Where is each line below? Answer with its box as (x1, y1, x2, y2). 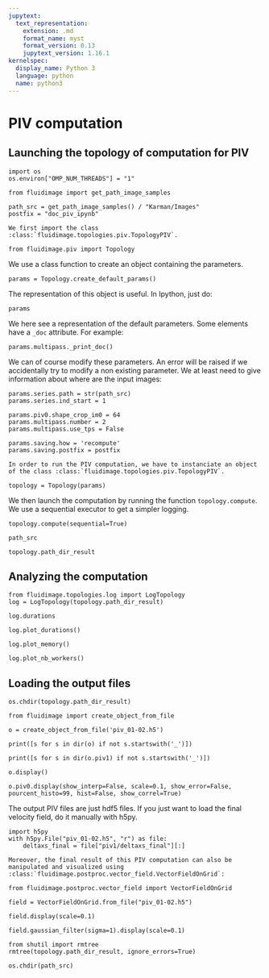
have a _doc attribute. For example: (8, 327, 124, 337)
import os (8, 167, 42, 176)
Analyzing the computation (8, 569, 148, 583)
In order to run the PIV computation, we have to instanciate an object (8, 460, 258, 468)
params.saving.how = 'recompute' (8, 439, 121, 447)
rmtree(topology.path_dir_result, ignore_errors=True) (8, 948, 197, 956)
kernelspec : (8, 57, 48, 65)
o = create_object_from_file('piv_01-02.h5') (8, 726, 163, 735)
